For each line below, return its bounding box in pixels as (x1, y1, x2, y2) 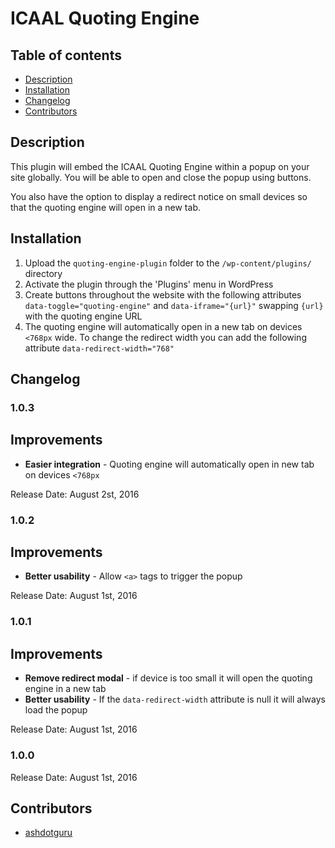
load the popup (24, 704, 88, 716)
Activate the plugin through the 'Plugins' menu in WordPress (24, 278, 274, 290)
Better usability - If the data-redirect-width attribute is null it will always (24, 693, 326, 706)
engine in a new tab (24, 683, 107, 695)
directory (24, 267, 63, 279)
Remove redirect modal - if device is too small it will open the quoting (24, 672, 313, 684)
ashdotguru (24, 827, 73, 839)
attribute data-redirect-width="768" (24, 342, 175, 354)
